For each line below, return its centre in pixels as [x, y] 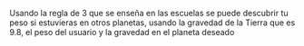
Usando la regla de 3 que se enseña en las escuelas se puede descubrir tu [149, 13]
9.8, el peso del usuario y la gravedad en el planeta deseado [122, 32]
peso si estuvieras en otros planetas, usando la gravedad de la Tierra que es [152, 23]
